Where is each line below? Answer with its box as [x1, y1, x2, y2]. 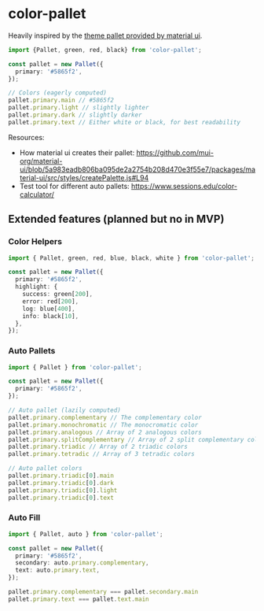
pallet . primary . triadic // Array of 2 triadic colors [8, 443, 189, 451]
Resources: [8, 132, 45, 142]
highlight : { [15, 283, 58, 291]
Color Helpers [8, 236, 63, 247]
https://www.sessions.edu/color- [130, 181, 238, 191]
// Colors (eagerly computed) [8, 89, 108, 97]
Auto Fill [8, 513, 41, 524]
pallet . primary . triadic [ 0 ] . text [8, 494, 114, 502]
